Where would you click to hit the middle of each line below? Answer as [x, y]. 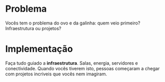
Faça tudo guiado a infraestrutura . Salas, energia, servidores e [72, 63]
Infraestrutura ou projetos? [33, 28]
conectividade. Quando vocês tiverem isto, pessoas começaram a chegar [82, 68]
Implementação [39, 49]
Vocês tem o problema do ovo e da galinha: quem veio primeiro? [73, 23]
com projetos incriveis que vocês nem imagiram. [56, 74]
